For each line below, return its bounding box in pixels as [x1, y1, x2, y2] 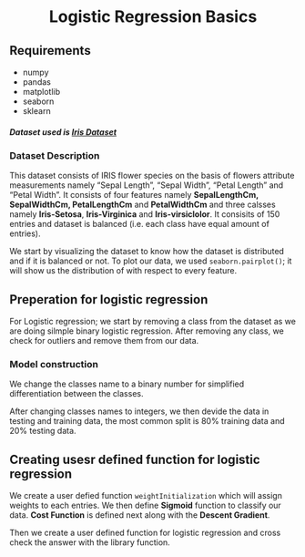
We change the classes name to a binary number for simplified [9, 378, 245, 389]
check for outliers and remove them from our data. [9, 335, 199, 346]
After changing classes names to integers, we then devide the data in [9, 406, 269, 417]
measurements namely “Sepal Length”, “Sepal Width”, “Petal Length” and [9, 180, 284, 191]
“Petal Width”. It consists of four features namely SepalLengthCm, [9, 190, 259, 201]
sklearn [22, 106, 52, 116]
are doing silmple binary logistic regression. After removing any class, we [9, 325, 284, 336]
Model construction [9, 358, 98, 371]
